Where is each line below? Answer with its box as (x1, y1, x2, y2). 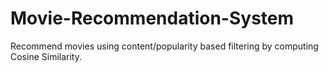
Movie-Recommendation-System (10, 7, 295, 30)
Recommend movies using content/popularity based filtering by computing (10, 40, 319, 52)
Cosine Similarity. (10, 50, 82, 62)
